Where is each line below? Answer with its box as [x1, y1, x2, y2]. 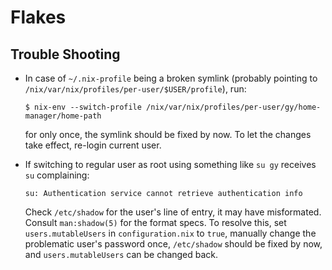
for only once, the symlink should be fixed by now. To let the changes [24, 129, 312, 140]
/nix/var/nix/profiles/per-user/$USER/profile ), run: [24, 83, 247, 95]
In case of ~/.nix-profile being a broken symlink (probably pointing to [24, 72, 318, 84]
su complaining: [24, 169, 90, 181]
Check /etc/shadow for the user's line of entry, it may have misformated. [24, 206, 322, 218]
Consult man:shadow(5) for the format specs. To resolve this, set [24, 217, 287, 228]
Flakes [10, 6, 67, 29]
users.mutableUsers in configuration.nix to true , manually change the [24, 227, 317, 239]
